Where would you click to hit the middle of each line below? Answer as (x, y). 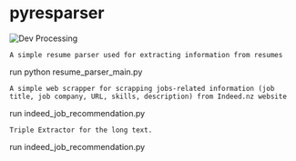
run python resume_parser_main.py (76, 72)
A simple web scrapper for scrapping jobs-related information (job (142, 88)
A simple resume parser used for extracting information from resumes (146, 55)
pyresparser (57, 13)
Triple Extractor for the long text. (81, 130)
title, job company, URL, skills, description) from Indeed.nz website (148, 96)
